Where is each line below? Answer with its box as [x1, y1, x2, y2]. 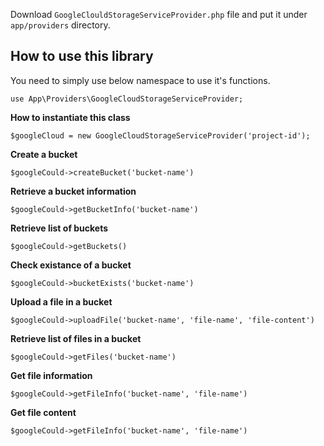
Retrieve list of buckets [10, 222, 109, 234]
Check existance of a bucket [10, 259, 132, 271]
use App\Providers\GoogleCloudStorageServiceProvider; [10, 94, 244, 104]
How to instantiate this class [10, 111, 131, 123]
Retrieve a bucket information [10, 185, 137, 197]
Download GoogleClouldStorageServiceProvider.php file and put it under [10, 9, 308, 20]
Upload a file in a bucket [10, 295, 113, 308]
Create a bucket [10, 148, 78, 160]
